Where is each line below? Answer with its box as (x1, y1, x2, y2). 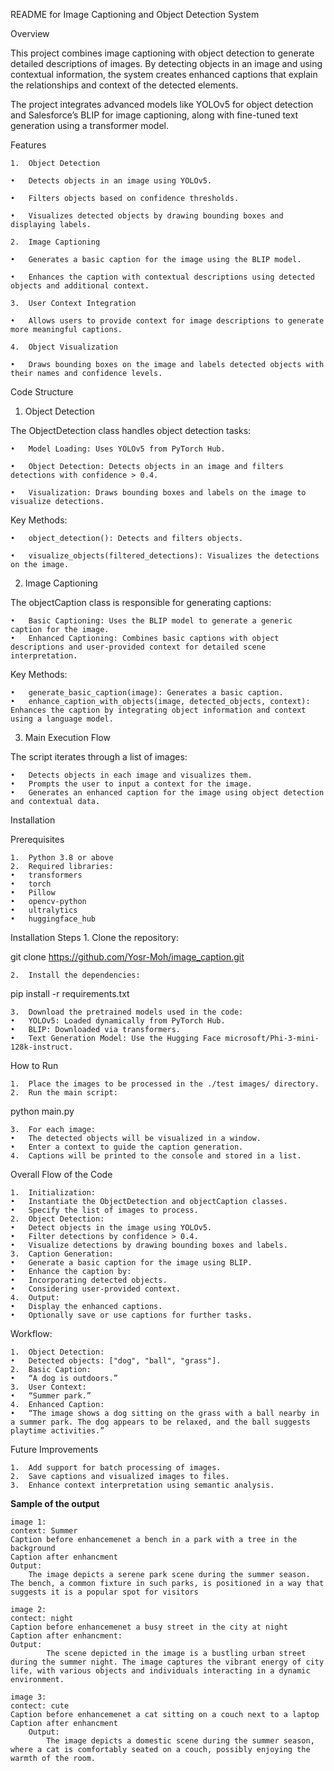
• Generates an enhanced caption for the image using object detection (10, 788, 325, 798)
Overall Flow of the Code (10, 1169, 113, 1180)
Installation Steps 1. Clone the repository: (10, 932, 179, 943)
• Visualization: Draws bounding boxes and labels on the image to (10, 488, 307, 498)
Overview (10, 28, 50, 39)
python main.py (10, 1105, 75, 1117)
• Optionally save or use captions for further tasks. (10, 1310, 253, 1320)
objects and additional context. (10, 281, 150, 291)
